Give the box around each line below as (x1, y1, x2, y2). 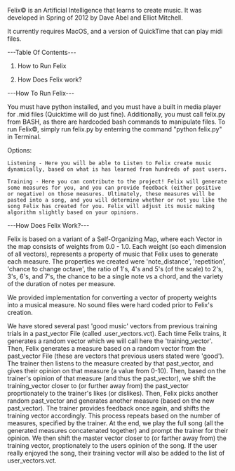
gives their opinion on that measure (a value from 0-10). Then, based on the (7, 367, 227, 375)
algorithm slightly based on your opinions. (7, 209, 140, 216)
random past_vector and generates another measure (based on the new (7, 396, 215, 405)
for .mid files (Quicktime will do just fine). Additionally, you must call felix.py (7, 110, 226, 118)
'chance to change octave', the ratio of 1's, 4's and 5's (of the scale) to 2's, (7, 265, 224, 273)
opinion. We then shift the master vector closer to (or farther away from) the (7, 434, 227, 442)
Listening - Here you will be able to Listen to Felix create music (7, 160, 212, 167)
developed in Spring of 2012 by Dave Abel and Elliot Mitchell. (7, 13, 184, 22)
